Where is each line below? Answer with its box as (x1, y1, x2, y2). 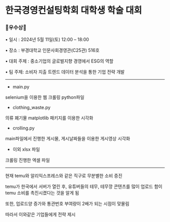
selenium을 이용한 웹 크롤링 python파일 (5, 94, 84, 101)
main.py (12, 84, 29, 90)
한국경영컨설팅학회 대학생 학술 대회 (5, 5, 143, 16)
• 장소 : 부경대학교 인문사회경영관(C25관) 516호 (5, 47, 100, 53)
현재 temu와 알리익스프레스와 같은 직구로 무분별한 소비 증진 (5, 173, 122, 179)
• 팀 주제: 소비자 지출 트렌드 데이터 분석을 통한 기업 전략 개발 (5, 69, 125, 75)
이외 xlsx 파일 (12, 146, 40, 152)
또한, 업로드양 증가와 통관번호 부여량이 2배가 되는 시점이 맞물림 (5, 201, 130, 207)
